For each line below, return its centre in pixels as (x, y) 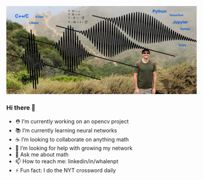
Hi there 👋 (21, 108)
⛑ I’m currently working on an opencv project (72, 121)
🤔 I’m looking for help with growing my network (74, 148)
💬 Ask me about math (42, 154)
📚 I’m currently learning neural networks (66, 130)
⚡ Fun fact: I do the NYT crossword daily (65, 170)
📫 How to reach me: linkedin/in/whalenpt (67, 161)
